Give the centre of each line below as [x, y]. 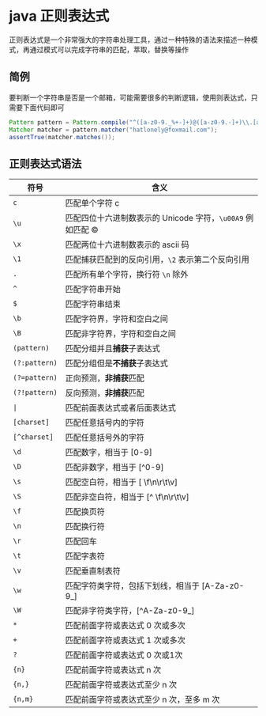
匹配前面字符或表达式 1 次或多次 [126, 640]
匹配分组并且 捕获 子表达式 [113, 349]
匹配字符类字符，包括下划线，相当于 [133, 586]
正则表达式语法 [45, 163]
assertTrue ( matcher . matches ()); [62, 137]
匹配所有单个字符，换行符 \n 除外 [127, 275]
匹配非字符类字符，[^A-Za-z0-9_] [130, 611]
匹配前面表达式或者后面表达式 [121, 408]
